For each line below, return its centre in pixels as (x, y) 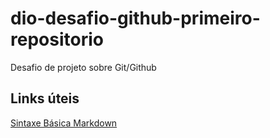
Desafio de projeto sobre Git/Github (83, 67)
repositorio (57, 39)
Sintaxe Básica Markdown (64, 123)
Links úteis (45, 98)
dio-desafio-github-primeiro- (135, 18)
